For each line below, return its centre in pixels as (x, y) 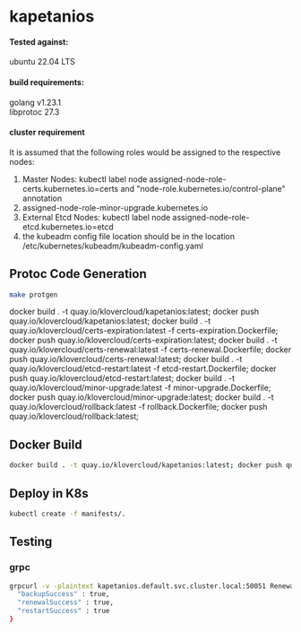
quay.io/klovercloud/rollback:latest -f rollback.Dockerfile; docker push (138, 407)
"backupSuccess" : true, (64, 594)
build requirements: (47, 82)
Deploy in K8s (49, 493)
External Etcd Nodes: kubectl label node (96, 217)
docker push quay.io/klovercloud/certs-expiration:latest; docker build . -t (143, 340)
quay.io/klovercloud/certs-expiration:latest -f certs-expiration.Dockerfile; (144, 331)
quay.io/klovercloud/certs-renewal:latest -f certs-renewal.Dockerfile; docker (150, 350)
